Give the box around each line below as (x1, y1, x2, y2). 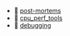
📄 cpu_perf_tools (13, 14, 63, 22)
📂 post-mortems (13, 7, 62, 15)
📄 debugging (13, 21, 51, 29)
